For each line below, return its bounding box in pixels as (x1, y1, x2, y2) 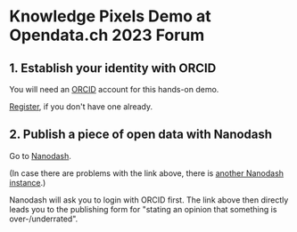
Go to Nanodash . (9, 150, 71, 161)
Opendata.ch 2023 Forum (9, 25, 205, 45)
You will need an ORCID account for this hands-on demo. (9, 84, 219, 94)
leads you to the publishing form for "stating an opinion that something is (9, 204, 277, 214)
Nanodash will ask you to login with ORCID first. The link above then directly (9, 194, 289, 205)
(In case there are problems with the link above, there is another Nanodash (9, 167, 284, 179)
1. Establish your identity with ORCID (9, 60, 217, 76)
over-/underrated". (9, 213, 78, 224)
